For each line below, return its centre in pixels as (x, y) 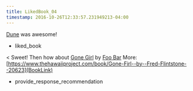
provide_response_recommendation (59, 81)
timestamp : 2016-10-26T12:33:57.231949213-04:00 (67, 17)
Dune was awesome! (32, 34)
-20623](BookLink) (30, 70)
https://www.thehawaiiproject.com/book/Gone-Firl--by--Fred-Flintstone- (97, 64)
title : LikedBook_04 (32, 12)
